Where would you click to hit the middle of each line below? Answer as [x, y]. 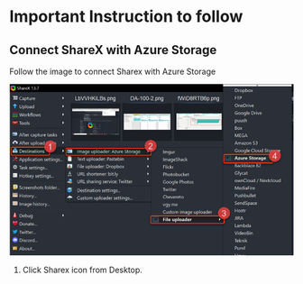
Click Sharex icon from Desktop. [82, 270]
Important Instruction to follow [126, 17]
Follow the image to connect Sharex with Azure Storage [113, 71]
